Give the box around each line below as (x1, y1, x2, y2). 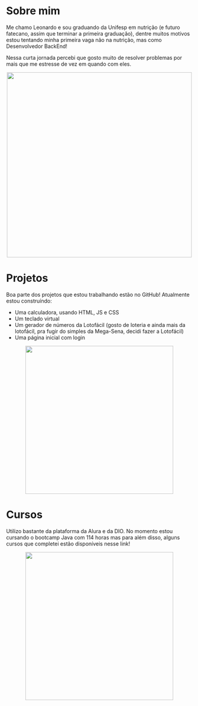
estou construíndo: (6, 297, 52, 304)
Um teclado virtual (14, 315, 60, 322)
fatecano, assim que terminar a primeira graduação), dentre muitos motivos (6, 30, 190, 37)
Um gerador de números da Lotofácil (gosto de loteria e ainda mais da (14, 321, 186, 328)
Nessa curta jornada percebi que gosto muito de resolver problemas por (6, 54, 182, 61)
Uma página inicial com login (14, 333, 86, 341)
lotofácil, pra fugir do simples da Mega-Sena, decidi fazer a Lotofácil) (14, 328, 184, 335)
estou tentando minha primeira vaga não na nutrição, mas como (6, 36, 162, 43)
